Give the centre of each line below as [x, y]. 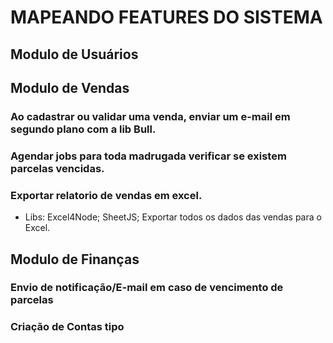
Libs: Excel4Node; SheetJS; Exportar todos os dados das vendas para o [173, 217]
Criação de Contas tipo [67, 327]
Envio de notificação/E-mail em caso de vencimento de [147, 288]
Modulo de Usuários [74, 54]
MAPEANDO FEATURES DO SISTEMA [166, 17]
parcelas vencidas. [57, 168]
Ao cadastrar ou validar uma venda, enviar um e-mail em [150, 116]
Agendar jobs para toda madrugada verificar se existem [148, 156]
